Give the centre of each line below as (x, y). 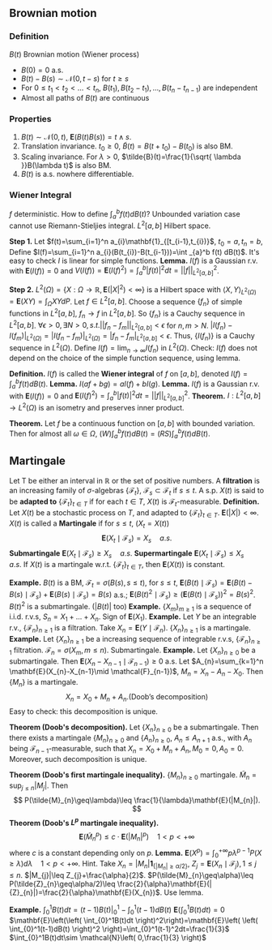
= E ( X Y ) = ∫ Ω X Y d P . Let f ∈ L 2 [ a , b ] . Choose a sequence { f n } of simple (126, 302)
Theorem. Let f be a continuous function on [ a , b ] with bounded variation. (132, 423)
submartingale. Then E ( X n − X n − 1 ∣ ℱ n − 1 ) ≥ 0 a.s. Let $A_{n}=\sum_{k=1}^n (136, 662)
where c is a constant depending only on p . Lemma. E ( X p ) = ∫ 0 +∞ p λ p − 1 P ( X (136, 853)
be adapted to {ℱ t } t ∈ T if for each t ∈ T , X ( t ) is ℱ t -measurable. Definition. (134, 502)
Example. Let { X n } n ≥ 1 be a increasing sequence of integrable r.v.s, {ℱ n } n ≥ (135, 640)
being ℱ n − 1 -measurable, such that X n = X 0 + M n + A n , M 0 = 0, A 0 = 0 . (127, 750)
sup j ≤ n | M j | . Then (39, 786)
